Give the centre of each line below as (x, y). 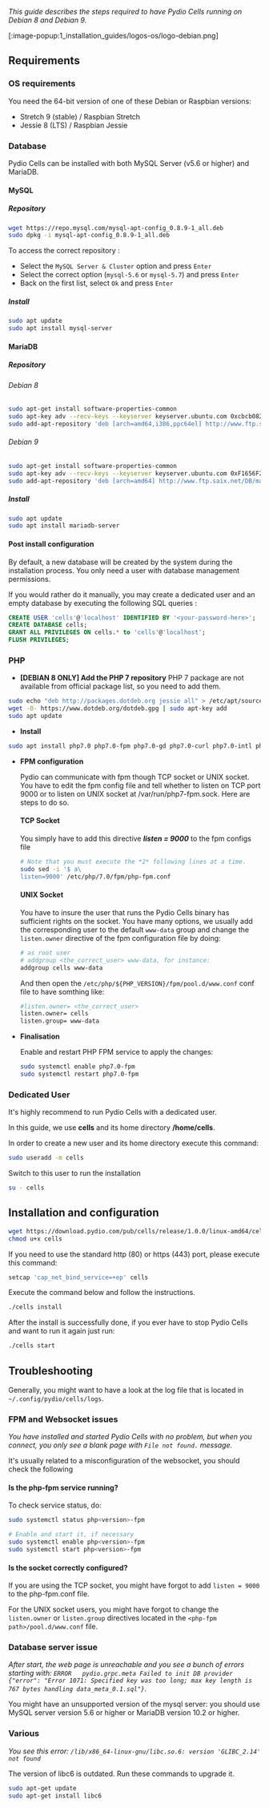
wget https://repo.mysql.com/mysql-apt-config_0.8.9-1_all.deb (116, 228)
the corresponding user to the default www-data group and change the (134, 930)
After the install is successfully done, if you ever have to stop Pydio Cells (128, 1322)
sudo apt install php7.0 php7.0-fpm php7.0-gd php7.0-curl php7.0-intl (130, 746)
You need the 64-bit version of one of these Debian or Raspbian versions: (130, 101)
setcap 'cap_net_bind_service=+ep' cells (78, 1277)
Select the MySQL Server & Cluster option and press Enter (116, 266)
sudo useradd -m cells (46, 1158)
